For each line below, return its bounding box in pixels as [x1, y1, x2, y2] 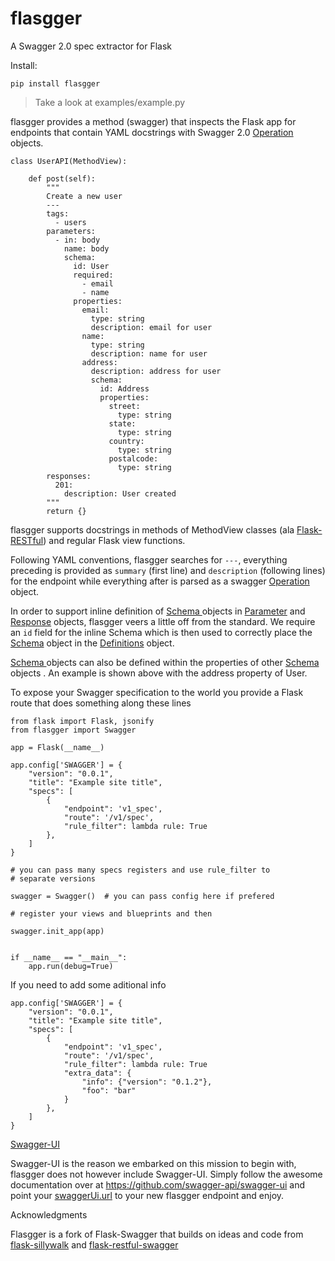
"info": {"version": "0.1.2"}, [81, 1077, 213, 1087]
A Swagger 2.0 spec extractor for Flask [10, 40, 172, 52]
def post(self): [28, 173, 97, 184]
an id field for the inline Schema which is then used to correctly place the [10, 626, 313, 638]
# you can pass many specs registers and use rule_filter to [10, 865, 271, 875]
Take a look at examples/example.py [34, 96, 186, 108]
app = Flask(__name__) [10, 742, 105, 752]
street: [108, 401, 141, 411]
